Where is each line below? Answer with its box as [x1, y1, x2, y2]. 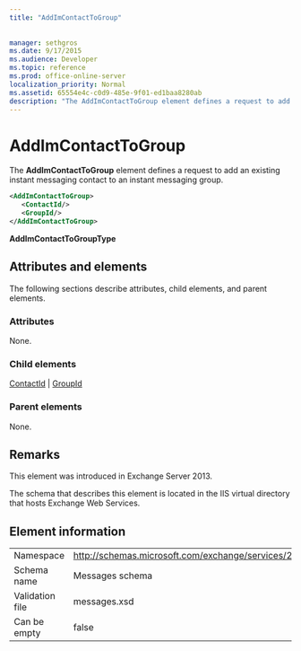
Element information [9, 523, 126, 539]
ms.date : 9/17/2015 [9, 47, 82, 56]
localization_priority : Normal [9, 80, 126, 89]
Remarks [9, 446, 61, 462]
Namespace [13, 550, 65, 562]
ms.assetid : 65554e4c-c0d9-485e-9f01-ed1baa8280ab [9, 88, 202, 97]
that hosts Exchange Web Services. [9, 497, 141, 508]
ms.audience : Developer [9, 55, 99, 64]
